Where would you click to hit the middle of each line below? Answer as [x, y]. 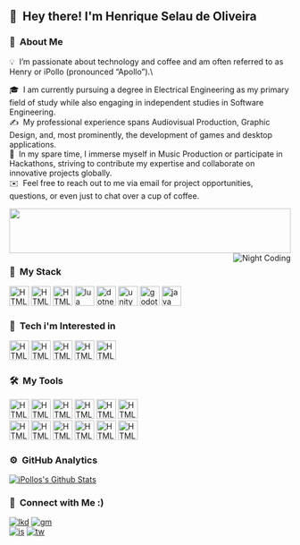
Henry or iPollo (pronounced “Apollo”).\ [81, 72]
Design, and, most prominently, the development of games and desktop [141, 134]
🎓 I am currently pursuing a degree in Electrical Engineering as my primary [149, 89]
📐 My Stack [36, 271]
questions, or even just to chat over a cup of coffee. [104, 196]
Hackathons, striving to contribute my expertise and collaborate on [132, 163]
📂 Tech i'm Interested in [62, 326]
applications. [33, 144]
